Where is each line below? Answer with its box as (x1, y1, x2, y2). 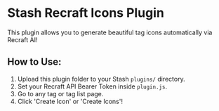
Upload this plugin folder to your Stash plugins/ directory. (17, 74, 185, 83)
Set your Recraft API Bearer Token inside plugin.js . (17, 82, 167, 91)
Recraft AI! (7, 35, 38, 44)
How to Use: (7, 56, 62, 68)
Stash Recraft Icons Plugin (7, 5, 165, 21)
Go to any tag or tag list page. (17, 89, 104, 98)
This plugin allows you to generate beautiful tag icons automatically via (7, 28, 213, 37)
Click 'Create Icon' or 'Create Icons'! (17, 97, 123, 105)
